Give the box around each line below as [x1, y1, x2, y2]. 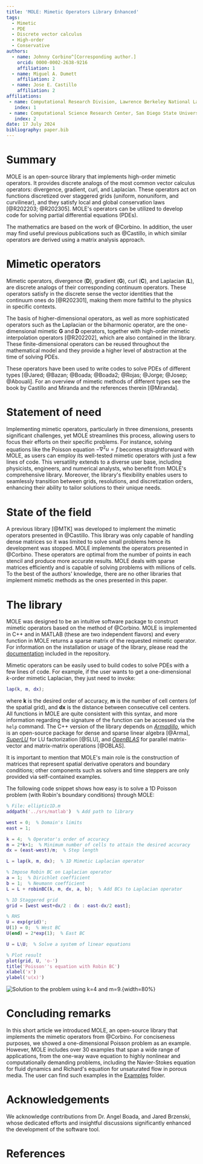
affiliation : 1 [17, 65, 56, 71]
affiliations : [6, 93, 42, 99]
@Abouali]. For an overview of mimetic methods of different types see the [6, 377, 191, 385]
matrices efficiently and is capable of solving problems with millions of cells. [6, 564, 196, 571]
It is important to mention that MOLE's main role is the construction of [6, 754, 179, 761]
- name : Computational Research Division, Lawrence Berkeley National [8, 99, 190, 105]
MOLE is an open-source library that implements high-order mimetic [6, 173, 176, 180]
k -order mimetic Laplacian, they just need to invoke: [6, 675, 136, 682]
